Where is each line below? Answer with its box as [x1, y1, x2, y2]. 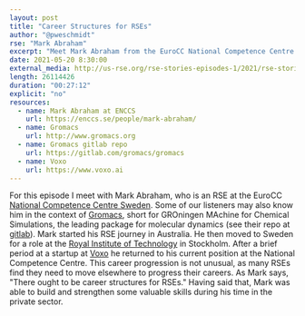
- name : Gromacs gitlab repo [17, 140, 128, 149]
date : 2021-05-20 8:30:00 [9, 55, 107, 64]
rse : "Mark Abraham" [9, 38, 88, 48]
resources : [9, 97, 51, 107]
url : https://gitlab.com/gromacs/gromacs [25, 148, 184, 157]
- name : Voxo [17, 156, 67, 166]
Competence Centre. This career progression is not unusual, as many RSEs [9, 258, 290, 269]
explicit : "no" [9, 89, 67, 98]
